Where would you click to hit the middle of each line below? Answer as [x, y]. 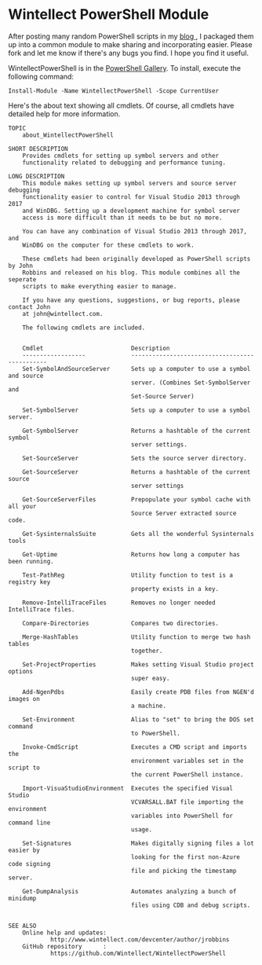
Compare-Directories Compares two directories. [121, 623]
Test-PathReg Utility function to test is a [128, 575]
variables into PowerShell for [182, 816]
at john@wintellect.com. [63, 314]
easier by [24, 850]
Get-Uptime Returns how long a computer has [131, 554]
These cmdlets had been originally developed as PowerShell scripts [136, 259]
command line [29, 823]
